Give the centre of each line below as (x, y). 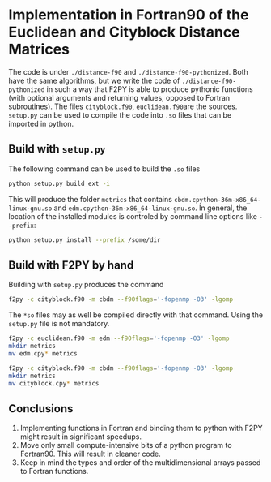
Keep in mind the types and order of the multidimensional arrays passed (140, 463)
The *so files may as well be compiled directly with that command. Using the (136, 315)
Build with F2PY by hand (71, 265)
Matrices (39, 49)
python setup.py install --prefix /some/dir (85, 240)
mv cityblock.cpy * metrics (54, 383)
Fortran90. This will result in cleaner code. (91, 454)
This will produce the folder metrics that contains (90, 199)
